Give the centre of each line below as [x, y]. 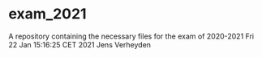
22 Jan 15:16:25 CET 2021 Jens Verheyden [80, 44]
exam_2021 [47, 14]
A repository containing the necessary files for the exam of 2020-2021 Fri [131, 36]
